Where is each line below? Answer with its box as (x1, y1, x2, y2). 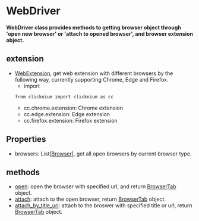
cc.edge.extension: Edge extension (23, 110, 110, 117)
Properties (6, 134, 46, 144)
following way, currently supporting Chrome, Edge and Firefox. (14, 76, 169, 83)
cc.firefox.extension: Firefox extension (23, 117, 118, 124)
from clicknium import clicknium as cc (14, 94, 114, 99)
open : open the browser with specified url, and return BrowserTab (14, 183, 176, 190)
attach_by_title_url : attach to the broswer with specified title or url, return (14, 202, 192, 209)
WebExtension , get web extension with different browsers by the (14, 70, 173, 77)
